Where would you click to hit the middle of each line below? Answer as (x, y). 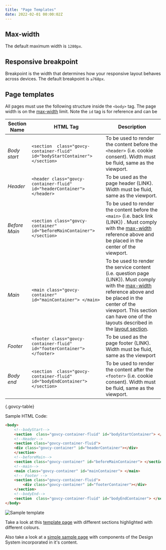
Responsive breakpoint (41, 61)
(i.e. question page (127, 273)
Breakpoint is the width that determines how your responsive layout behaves (83, 74)
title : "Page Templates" (31, 10)
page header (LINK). (129, 183)
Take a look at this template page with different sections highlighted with (79, 522)
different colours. (23, 527)
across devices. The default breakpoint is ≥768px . (55, 79)
